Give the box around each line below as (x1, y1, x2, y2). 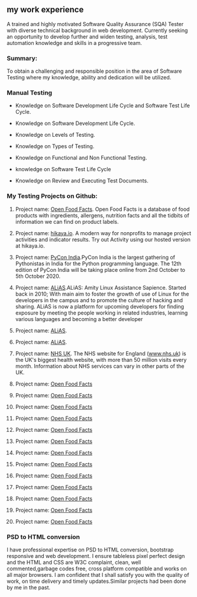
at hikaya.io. (15, 242, 45, 249)
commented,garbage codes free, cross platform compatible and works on (7, 565, 187, 572)
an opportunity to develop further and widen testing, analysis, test (7, 33, 168, 40)
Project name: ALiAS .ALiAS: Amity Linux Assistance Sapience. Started (15, 284, 187, 291)
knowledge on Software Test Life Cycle (15, 166, 111, 173)
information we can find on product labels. (15, 218, 119, 225)
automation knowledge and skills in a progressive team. (7, 39, 143, 46)
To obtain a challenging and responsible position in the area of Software (7, 68, 182, 75)
